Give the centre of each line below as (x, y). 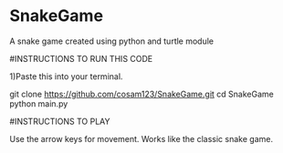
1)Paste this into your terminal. (66, 76)
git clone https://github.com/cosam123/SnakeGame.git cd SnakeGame (141, 94)
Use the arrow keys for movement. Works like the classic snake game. (141, 138)
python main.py (39, 103)
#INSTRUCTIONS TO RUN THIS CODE (81, 58)
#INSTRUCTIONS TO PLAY (60, 121)
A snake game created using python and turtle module (112, 41)
